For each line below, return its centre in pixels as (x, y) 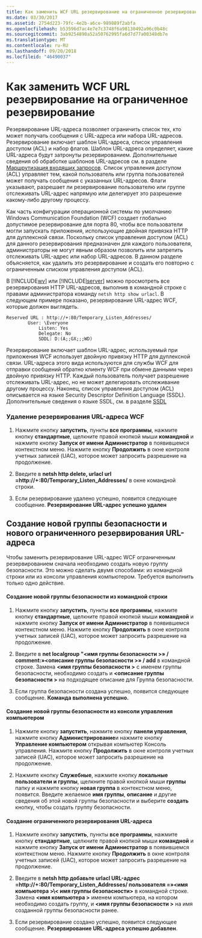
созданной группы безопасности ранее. (67, 910)
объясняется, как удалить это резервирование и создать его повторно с (100, 263)
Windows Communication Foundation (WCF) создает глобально (87, 217)
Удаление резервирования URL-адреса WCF (75, 417)
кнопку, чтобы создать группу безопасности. (73, 808)
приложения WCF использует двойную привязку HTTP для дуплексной (98, 356)
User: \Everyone (48, 323)
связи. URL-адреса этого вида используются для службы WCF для (92, 362)
